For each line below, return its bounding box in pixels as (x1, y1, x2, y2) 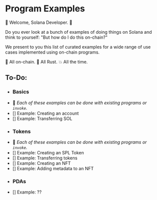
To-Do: (5, 73, 27, 82)
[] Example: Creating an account (12, 110, 79, 116)
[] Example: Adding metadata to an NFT (12, 165, 94, 171)
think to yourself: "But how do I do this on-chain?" (5, 34, 108, 40)
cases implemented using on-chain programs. (5, 49, 100, 55)
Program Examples (5, 3, 85, 14)
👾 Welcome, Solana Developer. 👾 (5, 19, 73, 25)
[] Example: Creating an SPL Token (12, 149, 84, 155)
